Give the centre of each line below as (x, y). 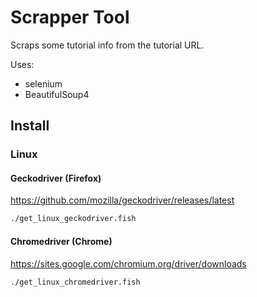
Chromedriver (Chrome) (61, 241)
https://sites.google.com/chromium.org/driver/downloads (128, 263)
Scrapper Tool (70, 17)
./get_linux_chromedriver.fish (75, 282)
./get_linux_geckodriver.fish (73, 219)
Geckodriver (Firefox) (56, 178)
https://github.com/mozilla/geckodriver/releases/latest (122, 200)
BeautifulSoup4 (57, 94)
